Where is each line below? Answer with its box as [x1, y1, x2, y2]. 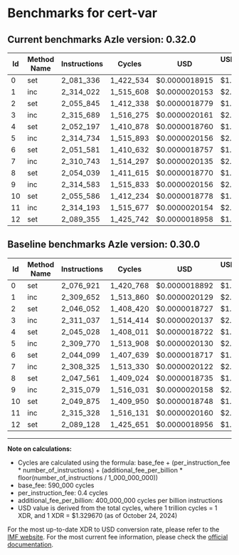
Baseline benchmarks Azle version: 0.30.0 [7, 239, 201, 251]
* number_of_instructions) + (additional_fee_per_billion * [17, 465, 183, 474]
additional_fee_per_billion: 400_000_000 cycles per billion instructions [17, 496, 223, 504]
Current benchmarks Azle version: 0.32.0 [7, 33, 196, 46]
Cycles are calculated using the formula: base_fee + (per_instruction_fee [17, 458, 230, 467]
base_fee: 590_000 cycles [17, 481, 95, 489]
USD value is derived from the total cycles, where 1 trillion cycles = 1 [17, 504, 218, 512]
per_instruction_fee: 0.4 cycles [17, 488, 108, 497]
